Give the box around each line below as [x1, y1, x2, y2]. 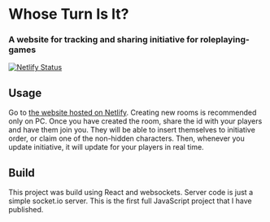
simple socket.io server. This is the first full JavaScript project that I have [8, 196, 252, 206]
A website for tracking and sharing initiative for [8, 34, 199, 46]
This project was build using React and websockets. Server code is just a [8, 188, 254, 198]
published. [8, 205, 44, 215]
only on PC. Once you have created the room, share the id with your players [8, 116, 263, 126]
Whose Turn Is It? [8, 5, 129, 24]
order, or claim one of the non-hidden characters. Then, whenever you [8, 133, 246, 143]
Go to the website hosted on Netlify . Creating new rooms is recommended [8, 107, 257, 118]
